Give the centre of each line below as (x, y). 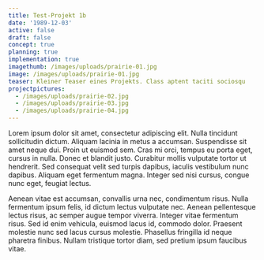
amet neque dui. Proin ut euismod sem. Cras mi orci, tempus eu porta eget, (130, 150)
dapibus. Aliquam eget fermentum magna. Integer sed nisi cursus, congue (129, 175)
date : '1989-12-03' (40, 23)
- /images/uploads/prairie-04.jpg (72, 111)
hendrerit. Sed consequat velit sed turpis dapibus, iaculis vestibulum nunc (128, 167)
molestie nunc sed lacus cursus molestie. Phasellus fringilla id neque (120, 232)
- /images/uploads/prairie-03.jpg (72, 103)
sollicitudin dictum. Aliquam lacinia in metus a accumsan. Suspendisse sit (128, 141)
